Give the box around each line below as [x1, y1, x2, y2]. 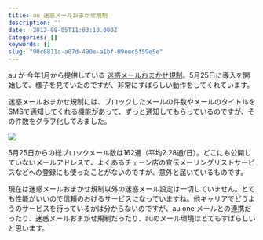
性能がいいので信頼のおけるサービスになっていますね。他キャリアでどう [14, 194, 249, 203]
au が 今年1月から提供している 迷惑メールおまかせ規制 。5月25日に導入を [8, 71, 243, 79]
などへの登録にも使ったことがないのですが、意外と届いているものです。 [14, 168, 248, 176]
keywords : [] [8, 41, 51, 49]
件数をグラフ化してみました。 [14, 117, 111, 125]
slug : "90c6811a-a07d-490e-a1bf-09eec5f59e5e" [8, 48, 163, 56]
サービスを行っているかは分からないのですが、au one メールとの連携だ [21, 204, 252, 213]
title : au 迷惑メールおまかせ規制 [8, 11, 108, 20]
